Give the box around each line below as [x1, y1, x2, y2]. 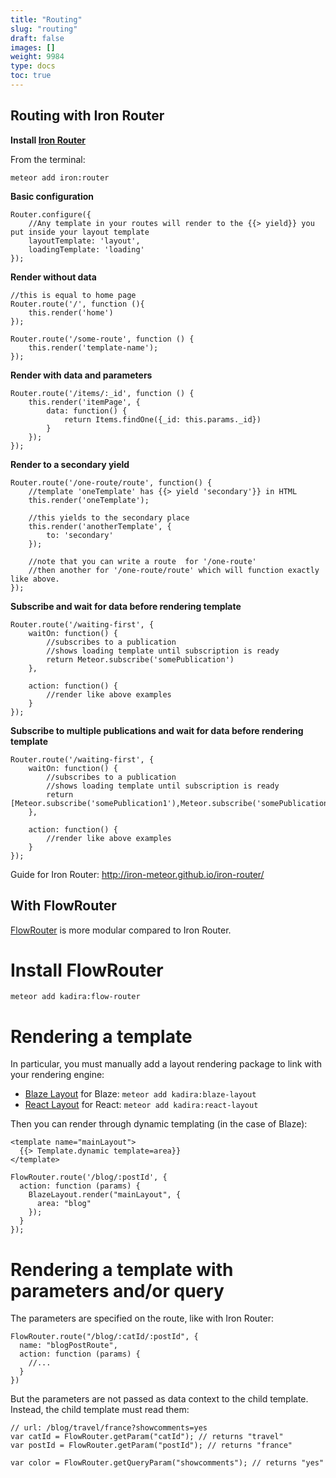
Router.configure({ [10, 209, 92, 220]
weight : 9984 [10, 52, 65, 62]
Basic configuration [10, 190, 95, 202]
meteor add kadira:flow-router [10, 992, 141, 1002]
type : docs [10, 61, 56, 71]
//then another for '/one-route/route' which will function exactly [28, 565, 320, 575]
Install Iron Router [10, 134, 86, 146]
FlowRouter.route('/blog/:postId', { [10, 1172, 168, 1183]
